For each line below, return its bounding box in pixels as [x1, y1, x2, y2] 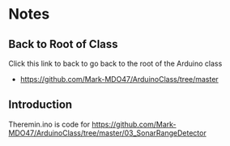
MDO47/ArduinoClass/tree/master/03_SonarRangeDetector [8, 127, 207, 138]
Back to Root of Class [8, 37, 119, 51]
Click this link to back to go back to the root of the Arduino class [8, 58, 223, 68]
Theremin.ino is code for [8, 119, 91, 129]
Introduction [8, 98, 73, 112]
